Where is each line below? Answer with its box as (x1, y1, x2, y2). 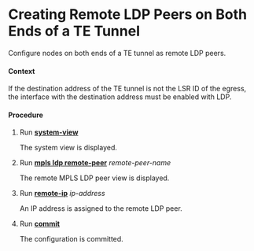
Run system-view (19, 127, 79, 137)
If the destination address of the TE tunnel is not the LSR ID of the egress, (8, 84, 247, 94)
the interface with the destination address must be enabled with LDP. (8, 92, 232, 102)
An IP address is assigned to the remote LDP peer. (19, 204, 182, 213)
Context (8, 66, 35, 76)
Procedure (8, 110, 43, 120)
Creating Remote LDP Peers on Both (8, 6, 248, 24)
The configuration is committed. (19, 234, 123, 244)
